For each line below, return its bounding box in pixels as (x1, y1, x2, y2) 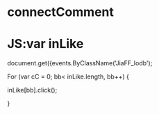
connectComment (7, 4, 115, 20)
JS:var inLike (7, 36, 84, 52)
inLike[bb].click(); (7, 86, 58, 95)
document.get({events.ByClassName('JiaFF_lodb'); (7, 59, 153, 67)
